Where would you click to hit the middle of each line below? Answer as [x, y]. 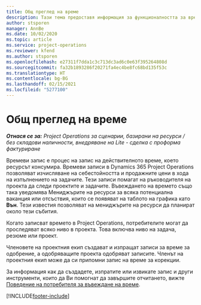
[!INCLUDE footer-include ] [38, 296]
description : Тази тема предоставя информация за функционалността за [96, 17]
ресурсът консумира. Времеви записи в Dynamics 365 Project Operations [100, 167]
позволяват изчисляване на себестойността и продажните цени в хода [98, 173]
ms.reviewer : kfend [31, 51]
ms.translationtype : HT [36, 73]
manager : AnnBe [25, 28]
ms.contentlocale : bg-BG [37, 78]
